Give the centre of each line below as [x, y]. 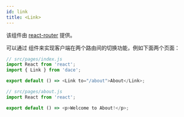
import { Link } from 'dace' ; [44, 70]
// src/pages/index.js [34, 59]
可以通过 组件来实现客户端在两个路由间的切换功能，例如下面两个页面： [93, 48]
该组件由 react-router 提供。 [41, 35]
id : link [17, 12]
